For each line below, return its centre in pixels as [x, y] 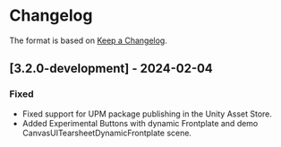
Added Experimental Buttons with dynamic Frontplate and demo [140, 123]
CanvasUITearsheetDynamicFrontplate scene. [107, 133]
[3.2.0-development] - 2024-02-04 [111, 69]
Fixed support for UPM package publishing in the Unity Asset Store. [147, 114]
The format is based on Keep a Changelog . [88, 40]
